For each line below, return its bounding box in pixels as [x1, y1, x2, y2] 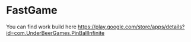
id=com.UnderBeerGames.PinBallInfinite [6, 29, 105, 36]
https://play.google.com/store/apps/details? [78, 23, 185, 30]
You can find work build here [6, 23, 77, 30]
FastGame [6, 4, 58, 17]
